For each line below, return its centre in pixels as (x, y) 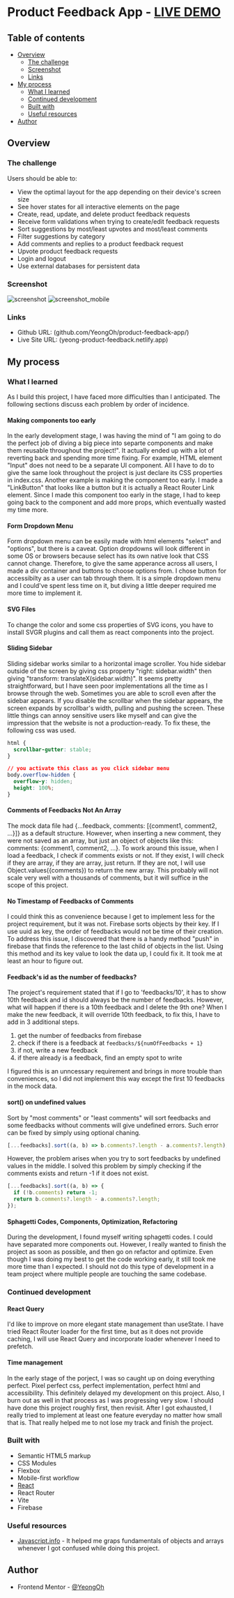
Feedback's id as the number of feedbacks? (72, 977)
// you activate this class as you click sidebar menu (88, 769)
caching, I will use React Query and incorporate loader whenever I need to (114, 1339)
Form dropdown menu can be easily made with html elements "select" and (114, 541)
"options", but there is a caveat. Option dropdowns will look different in (109, 549)
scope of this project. (38, 885)
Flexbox (29, 1470)
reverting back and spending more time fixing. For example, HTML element (115, 458)
